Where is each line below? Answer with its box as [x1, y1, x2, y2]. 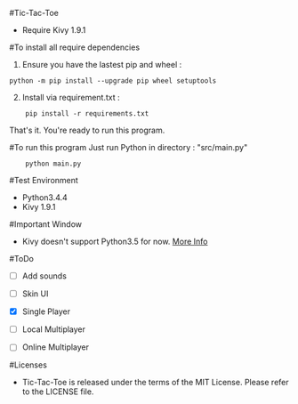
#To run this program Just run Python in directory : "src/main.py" [9, 142, 248, 152]
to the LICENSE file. [21, 386, 94, 397]
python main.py [25, 159, 82, 168]
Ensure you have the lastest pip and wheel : [21, 60, 182, 69]
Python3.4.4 [21, 192, 68, 203]
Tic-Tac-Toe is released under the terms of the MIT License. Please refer [21, 377, 289, 388]
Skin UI [21, 288, 49, 299]
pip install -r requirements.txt [25, 109, 149, 118]
